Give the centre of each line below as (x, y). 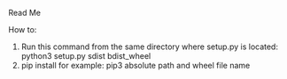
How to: (23, 29)
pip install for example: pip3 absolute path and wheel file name (136, 65)
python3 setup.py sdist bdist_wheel (86, 56)
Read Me (25, 13)
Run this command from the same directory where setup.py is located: (149, 47)
